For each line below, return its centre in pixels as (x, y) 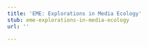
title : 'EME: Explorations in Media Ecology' (74, 13)
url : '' (18, 26)
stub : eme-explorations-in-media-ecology (68, 20)
